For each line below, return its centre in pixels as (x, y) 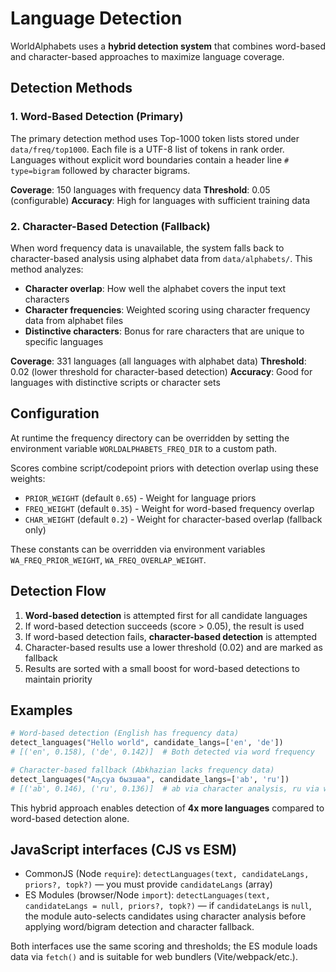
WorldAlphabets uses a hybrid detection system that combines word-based (168, 46)
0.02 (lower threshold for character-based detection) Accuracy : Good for (161, 371)
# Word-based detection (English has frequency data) (125, 733)
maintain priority (58, 679)
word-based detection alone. (70, 818)
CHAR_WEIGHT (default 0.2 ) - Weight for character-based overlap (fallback (173, 519)
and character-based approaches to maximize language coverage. (147, 56)
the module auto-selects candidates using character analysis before (165, 916)
